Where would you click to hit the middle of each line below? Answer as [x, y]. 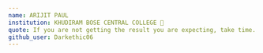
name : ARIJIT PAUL [38, 15]
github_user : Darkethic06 [51, 37]
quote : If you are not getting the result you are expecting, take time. [132, 30]
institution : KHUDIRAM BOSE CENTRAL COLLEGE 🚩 [86, 23]
